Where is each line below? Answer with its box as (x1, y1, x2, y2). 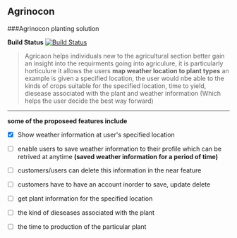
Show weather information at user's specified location (17, 130, 175, 139)
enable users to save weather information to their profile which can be (17, 144, 222, 153)
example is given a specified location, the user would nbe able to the (24, 74, 224, 82)
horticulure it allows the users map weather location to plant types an (24, 66, 229, 75)
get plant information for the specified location (17, 194, 153, 203)
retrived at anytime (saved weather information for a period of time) (17, 152, 219, 161)
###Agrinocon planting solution (7, 24, 99, 32)
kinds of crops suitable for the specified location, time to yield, (24, 81, 207, 90)
